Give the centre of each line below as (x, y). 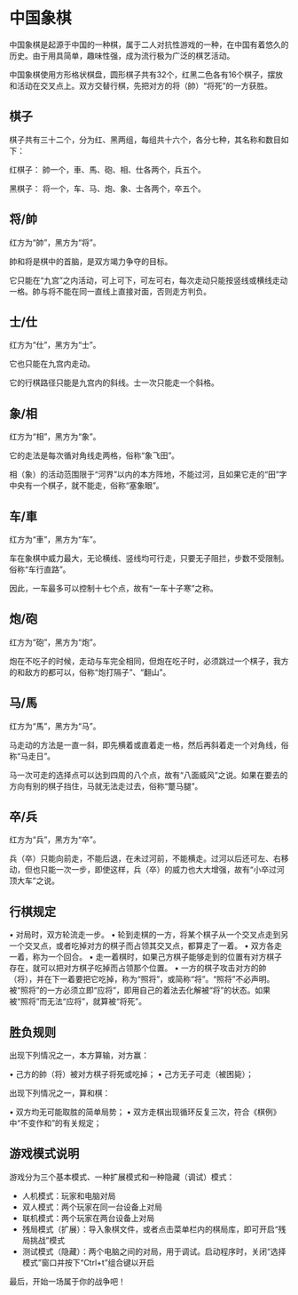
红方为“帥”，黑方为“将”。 (55, 242)
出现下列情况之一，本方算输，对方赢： (79, 1056)
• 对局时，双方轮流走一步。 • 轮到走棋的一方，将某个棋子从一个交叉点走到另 (149, 935)
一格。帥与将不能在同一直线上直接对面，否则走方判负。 (110, 291)
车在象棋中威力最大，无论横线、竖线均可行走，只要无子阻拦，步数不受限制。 (149, 558)
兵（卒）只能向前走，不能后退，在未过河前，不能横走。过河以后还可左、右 (145, 858)
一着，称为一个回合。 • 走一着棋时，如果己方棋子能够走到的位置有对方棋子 (145, 957)
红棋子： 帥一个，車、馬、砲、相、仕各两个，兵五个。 (107, 169)
